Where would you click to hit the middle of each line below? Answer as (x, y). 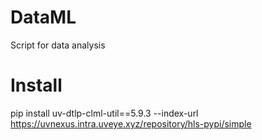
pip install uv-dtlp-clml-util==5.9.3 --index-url (104, 113)
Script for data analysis (58, 45)
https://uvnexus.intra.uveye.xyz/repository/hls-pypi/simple (131, 123)
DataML (43, 17)
